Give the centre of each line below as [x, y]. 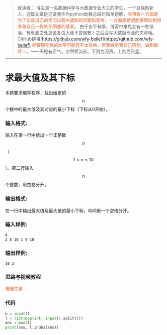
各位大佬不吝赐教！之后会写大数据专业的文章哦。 [107, 33]
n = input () [17, 314]
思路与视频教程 [23, 277]
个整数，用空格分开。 [27, 185]
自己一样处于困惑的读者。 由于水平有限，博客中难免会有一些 [88, 26]
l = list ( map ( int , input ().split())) [44, 318]
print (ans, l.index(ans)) [32, 328]
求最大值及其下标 [40, 78]
